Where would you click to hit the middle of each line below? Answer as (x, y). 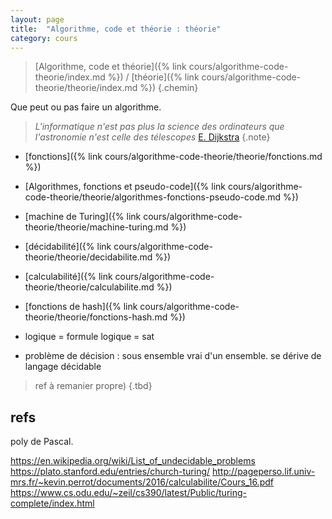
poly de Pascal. (42, 442)
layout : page (37, 19)
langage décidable (63, 367)
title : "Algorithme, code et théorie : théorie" (116, 29)
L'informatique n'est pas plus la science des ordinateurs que (159, 127)
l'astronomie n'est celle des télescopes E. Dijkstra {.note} (152, 137)
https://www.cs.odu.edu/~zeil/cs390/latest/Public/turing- (128, 493)
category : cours (44, 38)
